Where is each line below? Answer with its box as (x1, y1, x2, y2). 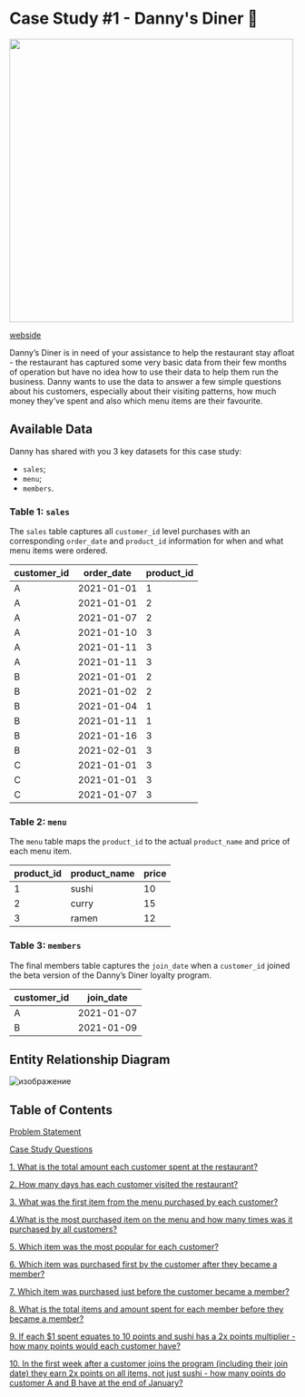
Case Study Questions (9, 1144, 93, 1155)
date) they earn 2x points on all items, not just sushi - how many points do (9, 1368, 286, 1379)
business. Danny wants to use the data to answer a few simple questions (9, 376, 281, 386)
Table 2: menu (9, 816, 67, 828)
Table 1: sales (9, 505, 70, 518)
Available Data (9, 422, 93, 437)
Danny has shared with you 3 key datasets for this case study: (9, 445, 242, 456)
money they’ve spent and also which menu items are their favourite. (9, 395, 263, 406)
